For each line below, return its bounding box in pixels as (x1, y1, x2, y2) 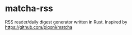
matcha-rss (5, 3, 53, 14)
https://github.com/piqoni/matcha (5, 24, 73, 30)
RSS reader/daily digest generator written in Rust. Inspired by (5, 19, 128, 25)
